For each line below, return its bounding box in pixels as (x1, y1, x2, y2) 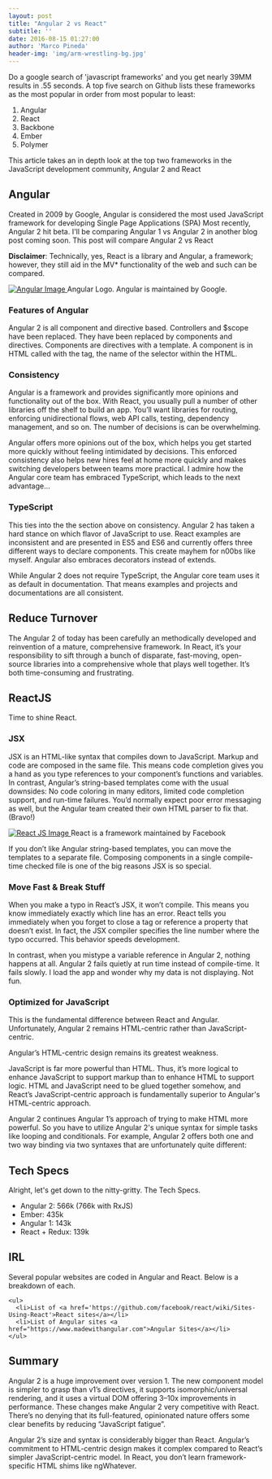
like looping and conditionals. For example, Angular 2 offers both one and (8, 1131, 254, 1141)
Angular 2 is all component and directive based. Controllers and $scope (8, 323, 249, 333)
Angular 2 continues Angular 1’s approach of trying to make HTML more (8, 1114, 248, 1124)
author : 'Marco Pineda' (8, 42, 89, 50)
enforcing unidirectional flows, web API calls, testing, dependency (8, 414, 230, 423)
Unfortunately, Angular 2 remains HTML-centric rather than (8, 1023, 207, 1034)
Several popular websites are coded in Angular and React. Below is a (8, 1271, 239, 1282)
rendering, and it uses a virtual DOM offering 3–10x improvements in (8, 1393, 237, 1402)
